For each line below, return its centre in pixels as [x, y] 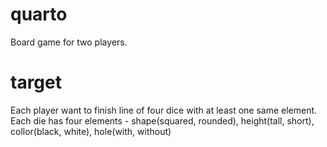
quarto [39, 14]
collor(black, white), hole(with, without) [91, 131]
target [36, 82]
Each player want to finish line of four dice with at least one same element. [164, 110]
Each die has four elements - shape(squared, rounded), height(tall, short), [162, 120]
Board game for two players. [69, 42]
